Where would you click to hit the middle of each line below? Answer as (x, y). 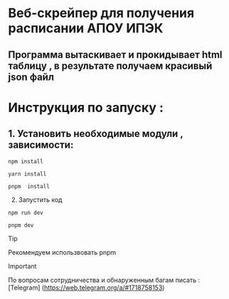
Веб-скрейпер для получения (101, 13)
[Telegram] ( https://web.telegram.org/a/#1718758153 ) (86, 288)
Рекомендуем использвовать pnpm (62, 252)
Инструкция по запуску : (86, 107)
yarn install (27, 174)
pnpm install (29, 186)
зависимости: (41, 145)
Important (22, 266)
